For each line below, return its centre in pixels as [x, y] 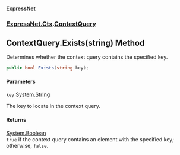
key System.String [28, 94]
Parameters [21, 81]
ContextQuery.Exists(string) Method [75, 42]
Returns [16, 120]
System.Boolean [26, 133]
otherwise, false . [27, 145]
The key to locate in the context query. [53, 106]
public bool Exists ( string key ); [48, 68]
